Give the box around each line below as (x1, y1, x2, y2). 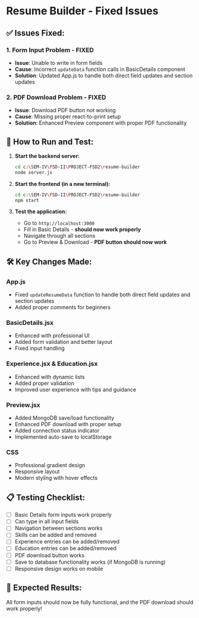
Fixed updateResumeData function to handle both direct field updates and (14, 291, 191, 299)
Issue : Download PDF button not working (14, 107, 116, 114)
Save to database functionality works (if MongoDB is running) (14, 558, 166, 566)
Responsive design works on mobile (14, 565, 104, 572)
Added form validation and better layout (14, 338, 113, 346)
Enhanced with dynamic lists (14, 373, 85, 380)
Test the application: (14, 208, 67, 215)
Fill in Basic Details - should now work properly (23, 226, 141, 233)
